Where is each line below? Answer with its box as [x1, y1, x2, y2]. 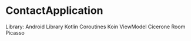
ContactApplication [5, 4, 103, 17]
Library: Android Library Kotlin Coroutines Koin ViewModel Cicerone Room [5, 23, 186, 30]
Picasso [5, 29, 25, 36]
